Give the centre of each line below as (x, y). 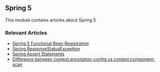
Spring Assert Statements (38, 54)
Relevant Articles (26, 33)
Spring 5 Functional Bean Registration (50, 43)
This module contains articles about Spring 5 (50, 20)
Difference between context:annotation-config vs (62, 59)
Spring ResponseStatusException (46, 49)
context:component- (134, 59)
